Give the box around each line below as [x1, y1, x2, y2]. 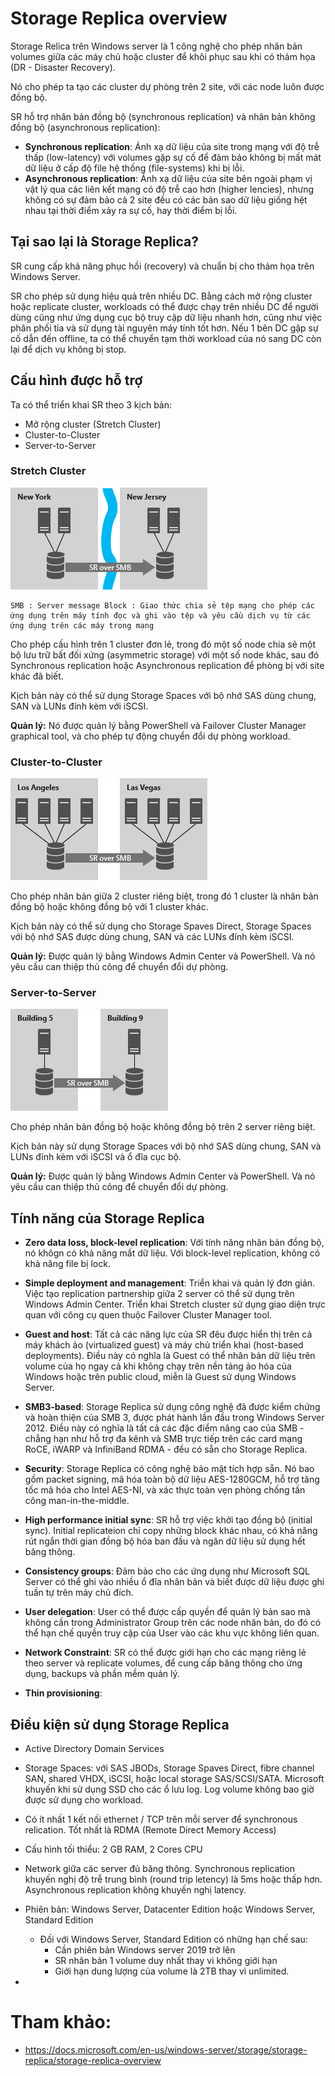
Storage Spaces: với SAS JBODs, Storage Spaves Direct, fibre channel [24, 1762, 315, 1774]
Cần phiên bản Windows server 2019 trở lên [54, 1944, 236, 1956]
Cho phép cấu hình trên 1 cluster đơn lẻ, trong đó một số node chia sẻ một [10, 638, 317, 650]
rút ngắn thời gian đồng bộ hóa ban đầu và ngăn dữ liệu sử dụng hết [24, 1535, 306, 1547]
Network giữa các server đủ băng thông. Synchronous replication [24, 1863, 295, 1875]
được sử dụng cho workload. [24, 1794, 144, 1806]
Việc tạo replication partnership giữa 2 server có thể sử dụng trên [24, 1288, 295, 1300]
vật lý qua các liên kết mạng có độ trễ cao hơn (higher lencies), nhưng [24, 183, 314, 195]
